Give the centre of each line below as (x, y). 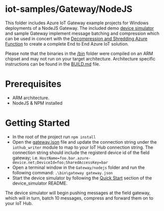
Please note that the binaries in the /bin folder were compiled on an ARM (79, 53)
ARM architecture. (31, 98)
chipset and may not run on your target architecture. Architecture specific (80, 58)
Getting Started (38, 123)
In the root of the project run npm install (54, 137)
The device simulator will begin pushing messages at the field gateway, (78, 193)
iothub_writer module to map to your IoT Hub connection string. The (83, 147)
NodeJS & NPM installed (37, 103)
